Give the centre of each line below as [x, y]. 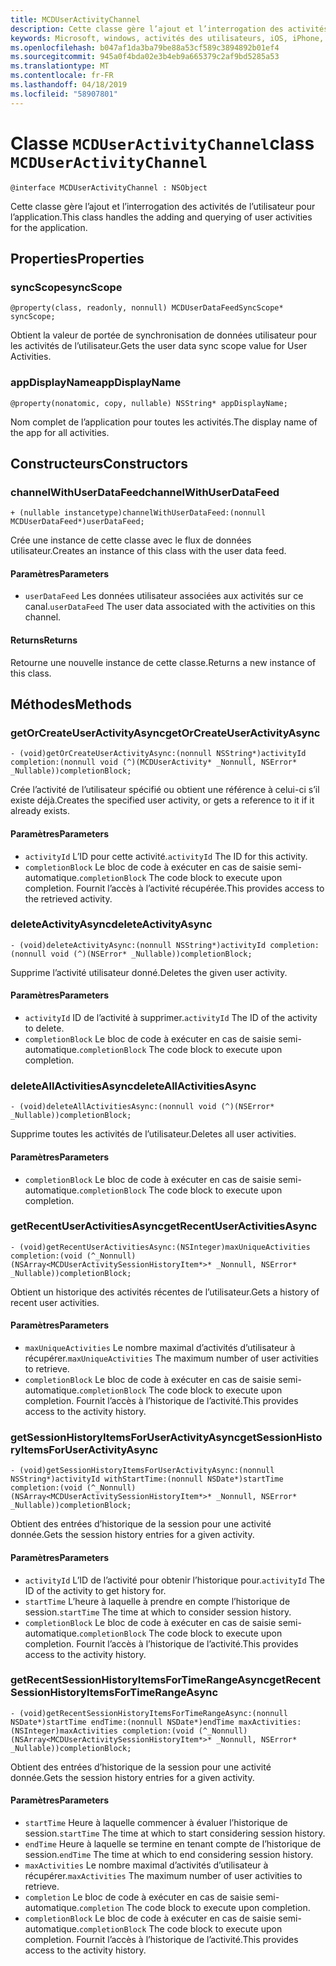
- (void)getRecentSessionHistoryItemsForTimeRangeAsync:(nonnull [149, 1713]
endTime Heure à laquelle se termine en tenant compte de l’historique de [173, 1844]
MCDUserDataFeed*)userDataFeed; [77, 522]
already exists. [40, 811]
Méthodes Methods [71, 704]
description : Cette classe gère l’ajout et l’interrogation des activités [169, 29]
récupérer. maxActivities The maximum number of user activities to [163, 1876]
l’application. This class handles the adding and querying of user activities [161, 217]
